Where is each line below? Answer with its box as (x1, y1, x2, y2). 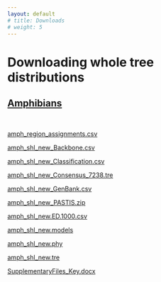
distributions (7, 69, 85, 85)
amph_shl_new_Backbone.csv (7, 143, 96, 152)
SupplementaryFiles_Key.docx (7, 267, 96, 276)
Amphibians (7, 97, 62, 109)
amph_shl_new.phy (7, 239, 63, 248)
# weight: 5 (7, 23, 43, 30)
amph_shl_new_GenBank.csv (7, 185, 92, 193)
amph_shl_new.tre (7, 253, 60, 262)
